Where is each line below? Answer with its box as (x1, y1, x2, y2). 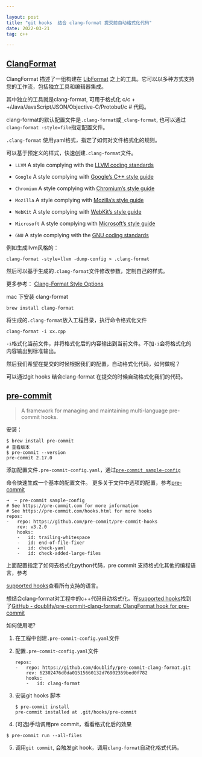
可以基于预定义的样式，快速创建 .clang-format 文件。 (6, 149, 137, 157)
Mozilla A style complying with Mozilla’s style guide (14, 197, 144, 204)
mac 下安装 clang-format (6, 293, 68, 301)
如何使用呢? (6, 621, 36, 628)
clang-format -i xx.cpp (6, 328, 66, 335)
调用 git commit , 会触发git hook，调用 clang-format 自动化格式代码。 (14, 744, 183, 751)
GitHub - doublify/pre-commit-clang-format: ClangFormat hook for (11, 602, 177, 610)
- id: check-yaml (17, 545, 66, 551)
